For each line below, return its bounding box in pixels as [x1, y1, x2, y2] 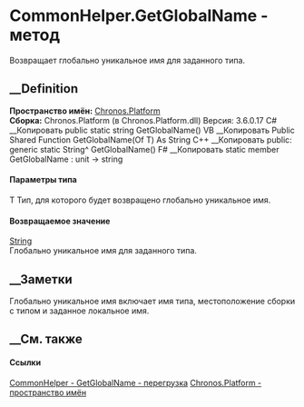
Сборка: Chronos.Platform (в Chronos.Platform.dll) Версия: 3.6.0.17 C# [9, 114, 278, 125]
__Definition [9, 81, 79, 96]
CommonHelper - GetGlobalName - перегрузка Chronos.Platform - [9, 377, 262, 388]
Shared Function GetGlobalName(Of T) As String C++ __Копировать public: [9, 134, 292, 145]
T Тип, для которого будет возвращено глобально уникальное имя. [9, 194, 271, 205]
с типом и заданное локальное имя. [9, 305, 150, 316]
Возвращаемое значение [9, 215, 111, 226]
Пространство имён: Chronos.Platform [9, 105, 161, 116]
